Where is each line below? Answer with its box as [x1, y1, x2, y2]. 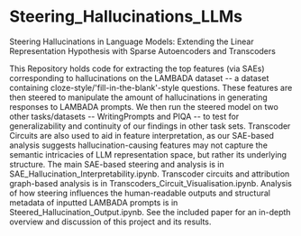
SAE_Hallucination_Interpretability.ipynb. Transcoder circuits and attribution [9, 168, 290, 179]
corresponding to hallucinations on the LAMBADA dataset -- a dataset [9, 72, 269, 83]
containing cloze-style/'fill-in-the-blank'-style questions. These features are [9, 82, 293, 93]
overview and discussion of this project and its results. [9, 216, 212, 227]
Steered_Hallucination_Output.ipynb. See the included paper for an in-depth [9, 206, 291, 217]
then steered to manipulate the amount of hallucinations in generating [9, 92, 268, 103]
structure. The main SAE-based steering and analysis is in [9, 159, 225, 169]
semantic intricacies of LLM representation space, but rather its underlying [9, 149, 287, 159]
